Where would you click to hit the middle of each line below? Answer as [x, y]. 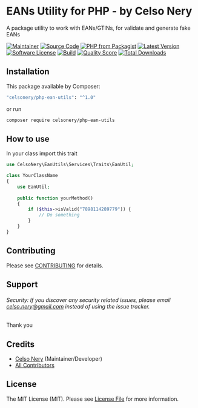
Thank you [20, 325]
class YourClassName [32, 176]
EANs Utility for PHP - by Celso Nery [99, 11]
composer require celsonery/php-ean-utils [61, 120]
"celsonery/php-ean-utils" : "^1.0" [51, 97]
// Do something [59, 215]
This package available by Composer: [53, 86]
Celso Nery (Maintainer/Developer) [59, 359]
